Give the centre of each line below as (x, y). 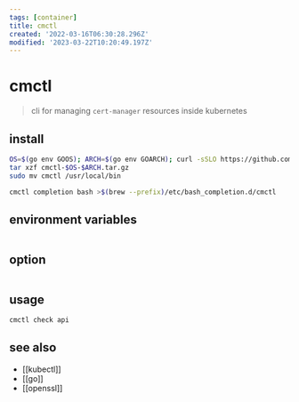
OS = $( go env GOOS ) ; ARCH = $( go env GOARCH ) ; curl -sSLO (113, 159)
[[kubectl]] (41, 369)
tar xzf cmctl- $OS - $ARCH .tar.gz (69, 167)
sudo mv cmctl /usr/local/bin (65, 176)
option (28, 259)
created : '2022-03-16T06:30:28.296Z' (79, 34)
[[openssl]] (42, 388)
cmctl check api (39, 320)
